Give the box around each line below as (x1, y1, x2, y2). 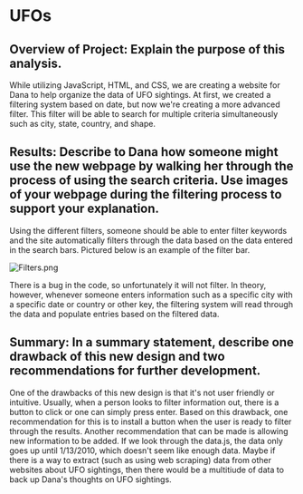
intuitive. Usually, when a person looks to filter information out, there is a (9, 396, 279, 408)
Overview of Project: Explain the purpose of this (9, 42, 286, 57)
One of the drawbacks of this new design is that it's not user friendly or (9, 387, 275, 398)
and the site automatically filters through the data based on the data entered (9, 235, 294, 246)
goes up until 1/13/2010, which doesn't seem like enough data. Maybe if (9, 445, 276, 456)
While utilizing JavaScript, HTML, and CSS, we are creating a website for (9, 80, 280, 91)
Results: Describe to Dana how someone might (9, 144, 279, 160)
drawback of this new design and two (9, 349, 225, 364)
